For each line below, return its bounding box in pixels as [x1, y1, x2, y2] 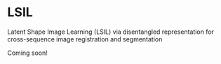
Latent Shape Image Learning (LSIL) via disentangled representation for [7, 27, 214, 36]
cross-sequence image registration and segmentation [7, 34, 163, 43]
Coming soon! [7, 49, 48, 57]
